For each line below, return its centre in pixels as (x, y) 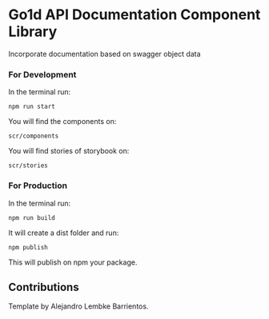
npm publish (28, 247)
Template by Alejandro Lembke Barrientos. (78, 306)
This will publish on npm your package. (73, 262)
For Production (38, 185)
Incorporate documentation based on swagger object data (105, 54)
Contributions (44, 287)
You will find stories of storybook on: (69, 151)
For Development (42, 74)
